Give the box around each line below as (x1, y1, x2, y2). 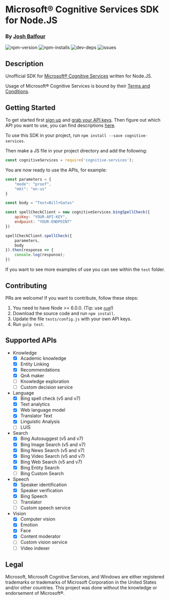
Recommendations (20, 366, 60, 373)
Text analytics (20, 401, 50, 408)
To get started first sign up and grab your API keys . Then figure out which (5, 117, 161, 123)
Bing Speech (20, 493, 48, 499)
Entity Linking (20, 361, 50, 367)
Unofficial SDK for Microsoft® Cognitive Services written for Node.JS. (5, 73, 153, 79)
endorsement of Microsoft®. (5, 590, 65, 596)
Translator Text (20, 413, 53, 419)
